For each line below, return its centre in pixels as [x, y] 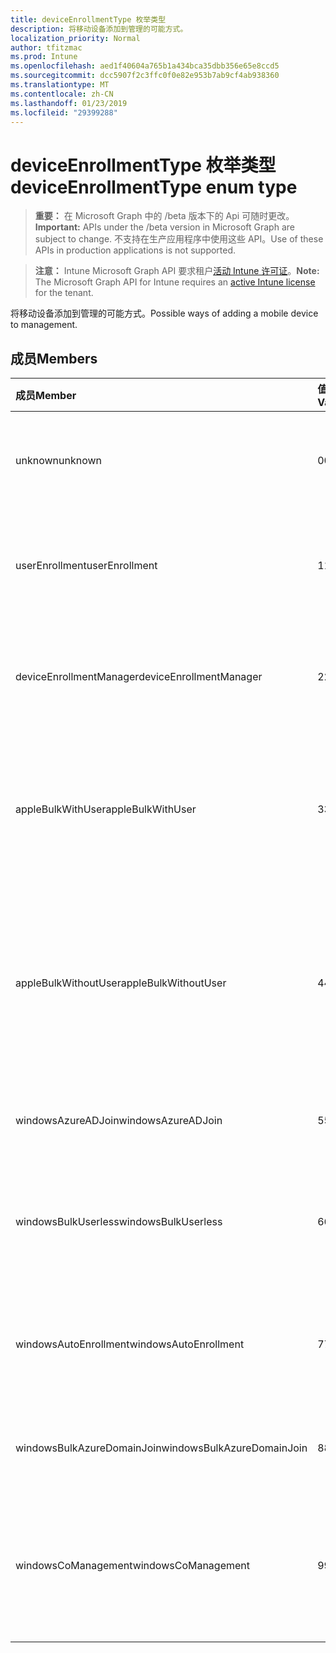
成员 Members [54, 358]
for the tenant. [64, 293]
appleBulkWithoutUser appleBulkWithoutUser [121, 983]
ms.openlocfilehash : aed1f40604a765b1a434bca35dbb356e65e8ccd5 [145, 66]
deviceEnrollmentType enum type [154, 187]
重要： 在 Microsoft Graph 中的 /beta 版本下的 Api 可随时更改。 [164, 216]
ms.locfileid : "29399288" [64, 112]
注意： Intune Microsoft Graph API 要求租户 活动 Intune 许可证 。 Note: [177, 271]
